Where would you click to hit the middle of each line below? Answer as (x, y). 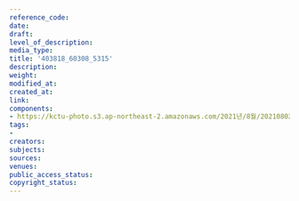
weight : (24, 76)
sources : (25, 158)
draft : (21, 34)
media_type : (31, 51)
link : (19, 100)
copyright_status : (43, 183)
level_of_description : (51, 42)
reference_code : (39, 17)
